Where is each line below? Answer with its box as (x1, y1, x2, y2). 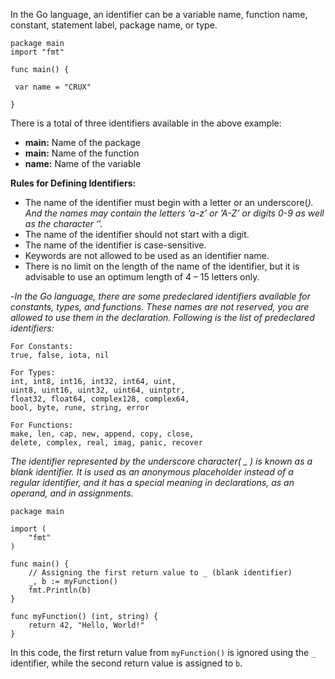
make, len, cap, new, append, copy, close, (10, 429, 195, 439)
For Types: (10, 368, 56, 378)
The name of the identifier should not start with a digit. (24, 229, 250, 240)
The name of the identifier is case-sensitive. (24, 239, 207, 251)
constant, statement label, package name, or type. (10, 19, 218, 31)
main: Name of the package (24, 137, 141, 148)
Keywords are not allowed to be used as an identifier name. (24, 250, 270, 261)
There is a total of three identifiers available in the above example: (10, 117, 282, 129)
